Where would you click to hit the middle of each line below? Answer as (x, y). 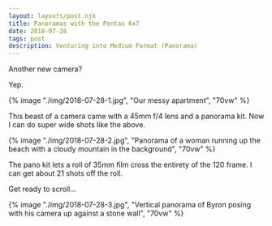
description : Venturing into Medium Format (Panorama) (103, 46)
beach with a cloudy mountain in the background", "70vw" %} (112, 149)
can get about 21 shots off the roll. (66, 173)
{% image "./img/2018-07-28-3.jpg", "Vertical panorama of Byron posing (130, 205)
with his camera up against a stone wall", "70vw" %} (96, 213)
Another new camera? (45, 69)
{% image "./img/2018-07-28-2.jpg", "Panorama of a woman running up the (135, 141)
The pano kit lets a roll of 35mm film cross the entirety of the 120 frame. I (130, 165)
